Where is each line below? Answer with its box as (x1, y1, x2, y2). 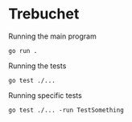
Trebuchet (8, 5, 80, 23)
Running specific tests (8, 90, 82, 100)
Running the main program (8, 31, 97, 41)
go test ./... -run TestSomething (8, 106, 125, 114)
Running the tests (8, 61, 67, 71)
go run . (8, 47, 38, 55)
